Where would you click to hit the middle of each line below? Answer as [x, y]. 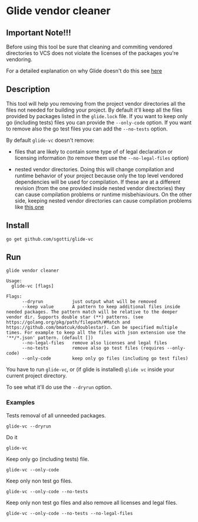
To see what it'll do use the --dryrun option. [59, 387]
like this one [29, 207]
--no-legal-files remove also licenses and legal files [94, 343]
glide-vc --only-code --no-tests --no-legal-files [70, 513]
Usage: [14, 281]
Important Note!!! [39, 33]
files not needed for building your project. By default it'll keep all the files [94, 110]
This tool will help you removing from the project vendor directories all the [96, 103]
